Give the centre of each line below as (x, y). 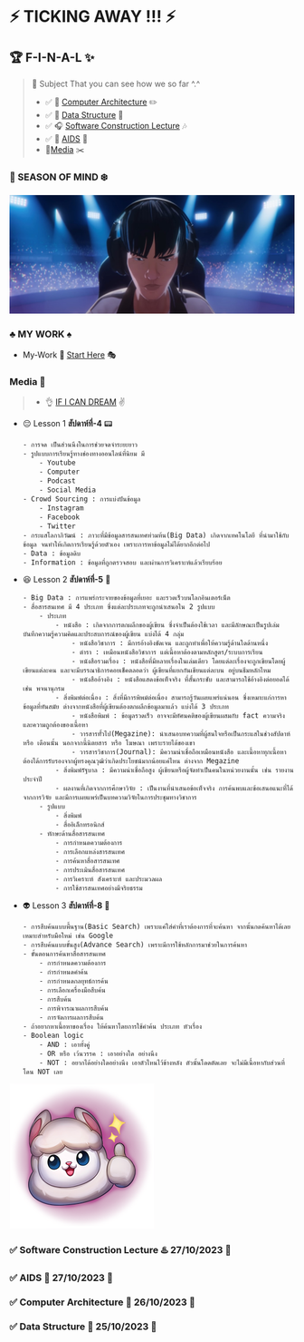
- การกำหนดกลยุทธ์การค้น (74, 981)
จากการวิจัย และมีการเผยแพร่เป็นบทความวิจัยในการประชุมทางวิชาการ (109, 798)
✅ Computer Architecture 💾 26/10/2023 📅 (103, 1302)
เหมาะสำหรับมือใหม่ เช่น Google (68, 936)
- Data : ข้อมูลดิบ (52, 553)
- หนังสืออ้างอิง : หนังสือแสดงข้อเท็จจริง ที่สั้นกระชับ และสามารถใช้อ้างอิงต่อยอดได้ (180, 680)
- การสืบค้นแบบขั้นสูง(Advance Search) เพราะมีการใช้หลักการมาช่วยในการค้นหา (134, 945)
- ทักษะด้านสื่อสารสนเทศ (72, 834)
